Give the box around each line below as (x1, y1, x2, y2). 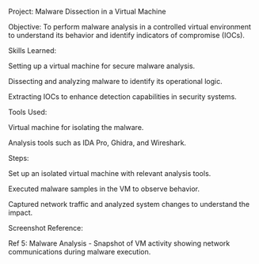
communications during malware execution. (8, 247, 151, 256)
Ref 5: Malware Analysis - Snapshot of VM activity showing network (8, 239, 230, 248)
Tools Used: (8, 107, 48, 117)
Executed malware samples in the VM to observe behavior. (8, 184, 200, 193)
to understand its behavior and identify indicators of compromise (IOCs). (8, 31, 246, 40)
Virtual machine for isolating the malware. (8, 123, 144, 132)
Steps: (8, 154, 29, 163)
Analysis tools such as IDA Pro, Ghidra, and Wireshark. (8, 138, 187, 147)
